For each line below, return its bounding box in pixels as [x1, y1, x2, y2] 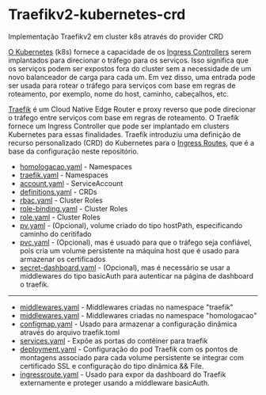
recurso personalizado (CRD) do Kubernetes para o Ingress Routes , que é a [8, 138, 255, 147]
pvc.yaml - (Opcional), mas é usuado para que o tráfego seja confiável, [19, 237, 252, 247]
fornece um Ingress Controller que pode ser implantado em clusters [8, 121, 230, 131]
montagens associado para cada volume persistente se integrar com [19, 352, 244, 362]
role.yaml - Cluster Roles [19, 212, 101, 222]
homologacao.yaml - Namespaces [19, 161, 132, 171]
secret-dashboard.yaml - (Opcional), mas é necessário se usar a [19, 263, 231, 272]
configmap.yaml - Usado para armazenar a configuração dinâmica [19, 319, 237, 329]
